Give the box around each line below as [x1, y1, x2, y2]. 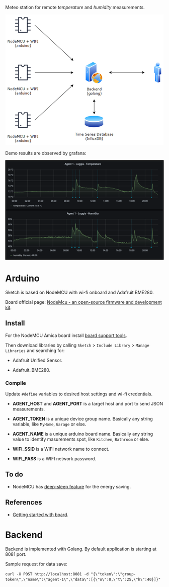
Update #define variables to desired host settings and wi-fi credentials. [5, 391, 152, 397]
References [5, 498, 42, 507]
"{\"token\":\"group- [91, 571, 136, 576]
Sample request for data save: [5, 561, 68, 567]
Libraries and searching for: [5, 347, 65, 354]
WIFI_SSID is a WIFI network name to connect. [12, 446, 110, 452]
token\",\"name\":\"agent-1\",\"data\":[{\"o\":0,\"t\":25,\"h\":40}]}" [5, 577, 161, 582]
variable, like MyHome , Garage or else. [12, 421, 87, 427]
